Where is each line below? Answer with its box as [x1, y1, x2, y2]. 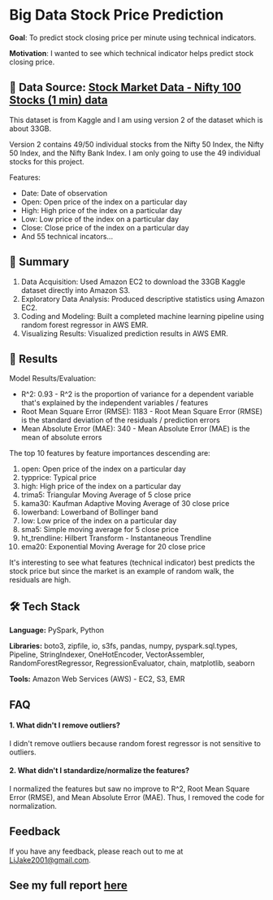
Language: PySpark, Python [9, 625, 105, 636]
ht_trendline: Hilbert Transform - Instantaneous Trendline [20, 533, 212, 543]
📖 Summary [9, 255, 70, 269]
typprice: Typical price [20, 473, 97, 483]
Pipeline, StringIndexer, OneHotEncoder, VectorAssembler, [9, 649, 206, 660]
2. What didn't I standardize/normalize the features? [9, 766, 190, 775]
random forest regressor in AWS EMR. [20, 320, 149, 330]
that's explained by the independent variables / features [20, 398, 209, 408]
